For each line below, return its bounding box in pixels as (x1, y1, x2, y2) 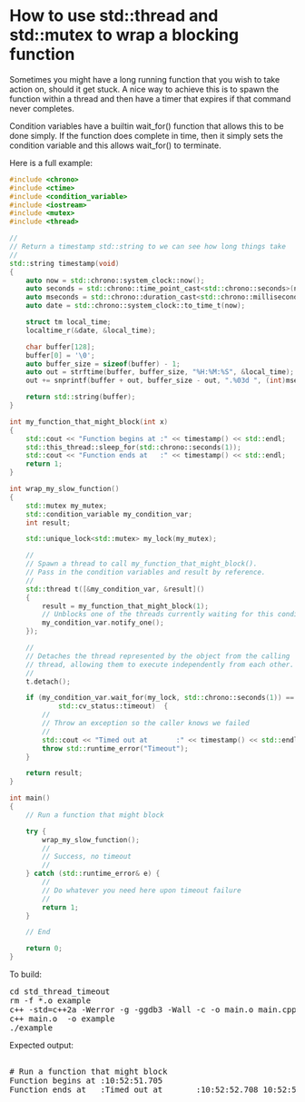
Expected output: (9, 1040, 74, 1051)
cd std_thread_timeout (9, 987, 111, 997)
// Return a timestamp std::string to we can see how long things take (9, 242, 286, 251)
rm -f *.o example (9, 996, 92, 1006)
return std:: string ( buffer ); (25, 392, 136, 402)
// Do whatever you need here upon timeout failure (42, 886, 242, 895)
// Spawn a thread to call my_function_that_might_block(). (25, 559, 258, 568)
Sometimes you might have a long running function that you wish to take (9, 74, 280, 84)
